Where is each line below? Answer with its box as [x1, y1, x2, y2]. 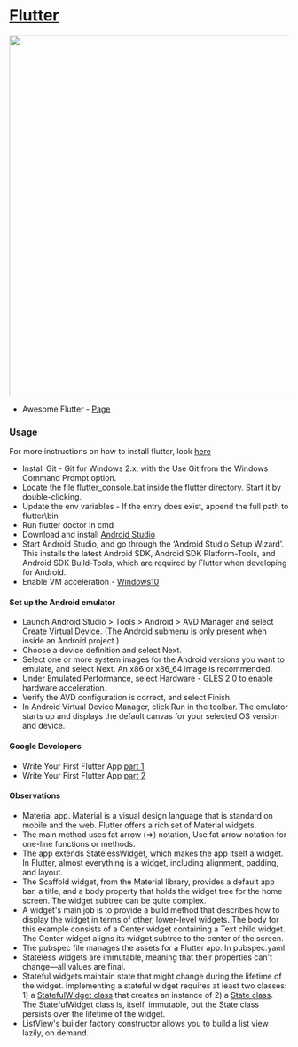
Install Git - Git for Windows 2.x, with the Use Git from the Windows [21, 463, 269, 474]
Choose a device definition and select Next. [21, 645, 182, 656]
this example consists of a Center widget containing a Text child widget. [21, 923, 286, 934]
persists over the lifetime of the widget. [21, 1008, 166, 1019]
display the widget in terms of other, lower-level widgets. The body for [21, 914, 279, 924]
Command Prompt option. [21, 473, 117, 484]
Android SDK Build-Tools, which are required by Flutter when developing [21, 557, 287, 569]
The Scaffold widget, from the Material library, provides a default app [21, 876, 275, 887]
